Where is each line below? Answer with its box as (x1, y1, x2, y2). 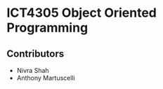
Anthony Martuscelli (16, 74, 75, 82)
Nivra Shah (16, 67, 50, 74)
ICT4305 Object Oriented (6, 5, 157, 21)
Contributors (6, 48, 65, 60)
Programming (6, 20, 89, 36)
